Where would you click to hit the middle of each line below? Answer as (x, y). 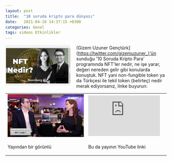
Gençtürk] (120, 48)
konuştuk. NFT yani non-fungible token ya (121, 75)
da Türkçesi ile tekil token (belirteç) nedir (119, 81)
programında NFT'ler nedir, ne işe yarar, (118, 64)
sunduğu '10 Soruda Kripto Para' (110, 59)
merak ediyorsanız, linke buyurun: (112, 86)
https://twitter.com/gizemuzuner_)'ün (117, 53)
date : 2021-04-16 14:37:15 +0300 (43, 22)
